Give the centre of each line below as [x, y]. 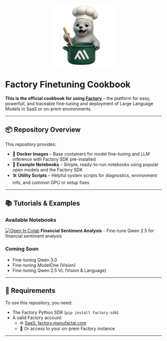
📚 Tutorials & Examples [43, 204]
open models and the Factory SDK [47, 170]
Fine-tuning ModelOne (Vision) [44, 265]
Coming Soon [22, 249]
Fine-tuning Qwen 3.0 [35, 259]
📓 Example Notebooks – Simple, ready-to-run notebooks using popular [85, 164]
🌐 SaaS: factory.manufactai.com [53, 323]
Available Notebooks [31, 220]
